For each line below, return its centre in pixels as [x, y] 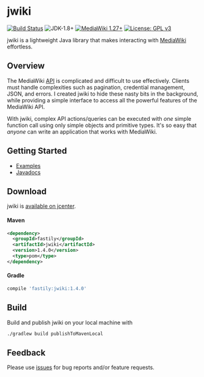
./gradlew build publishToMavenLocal [55, 333]
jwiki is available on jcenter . [41, 206]
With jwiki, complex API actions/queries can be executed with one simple [99, 118]
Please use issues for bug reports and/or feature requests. [81, 367]
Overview [26, 66]
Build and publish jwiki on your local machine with [70, 322]
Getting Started [37, 151]
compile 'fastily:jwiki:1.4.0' [47, 289]
